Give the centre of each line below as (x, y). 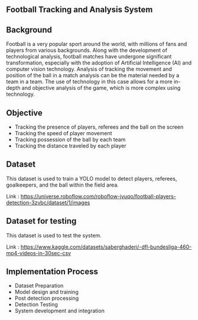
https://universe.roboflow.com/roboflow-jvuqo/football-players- (98, 196)
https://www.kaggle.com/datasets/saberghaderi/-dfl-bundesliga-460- (106, 247)
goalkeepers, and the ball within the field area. (63, 185)
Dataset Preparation (39, 286)
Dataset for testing (41, 221)
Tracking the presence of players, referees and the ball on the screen (99, 127)
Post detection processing (47, 298)
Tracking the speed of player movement (63, 133)
